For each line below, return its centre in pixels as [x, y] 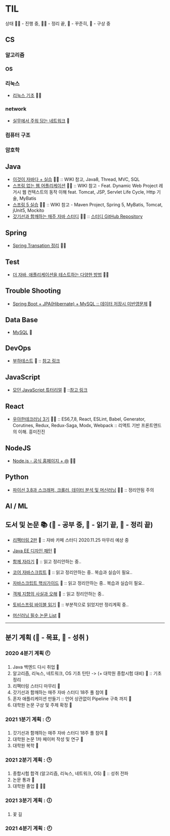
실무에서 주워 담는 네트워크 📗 [41, 121]
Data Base [22, 320]
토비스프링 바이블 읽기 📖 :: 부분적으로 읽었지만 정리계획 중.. [71, 604]
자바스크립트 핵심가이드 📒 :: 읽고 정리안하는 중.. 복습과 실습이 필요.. [79, 583]
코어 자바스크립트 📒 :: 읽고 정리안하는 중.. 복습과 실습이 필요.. [72, 572]
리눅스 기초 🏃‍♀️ [27, 96]
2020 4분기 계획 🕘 [28, 653]
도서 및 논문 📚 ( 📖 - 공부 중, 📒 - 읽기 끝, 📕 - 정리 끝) [79, 525]
